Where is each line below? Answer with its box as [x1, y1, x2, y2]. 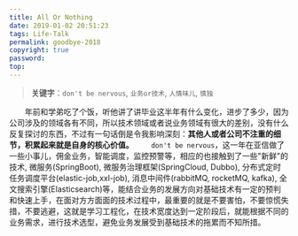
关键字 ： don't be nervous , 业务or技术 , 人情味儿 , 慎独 [30, 88, 214, 98]
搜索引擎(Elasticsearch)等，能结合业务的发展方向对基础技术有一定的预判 [16, 183, 282, 194]
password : [9, 54, 46, 63]
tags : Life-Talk [9, 29, 69, 38]
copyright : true [9, 46, 69, 55]
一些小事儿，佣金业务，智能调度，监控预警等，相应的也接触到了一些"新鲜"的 [9, 150, 289, 161]
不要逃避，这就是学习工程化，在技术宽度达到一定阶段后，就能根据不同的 [24, 205, 289, 217]
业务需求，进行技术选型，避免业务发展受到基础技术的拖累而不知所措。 [9, 217, 266, 227]
